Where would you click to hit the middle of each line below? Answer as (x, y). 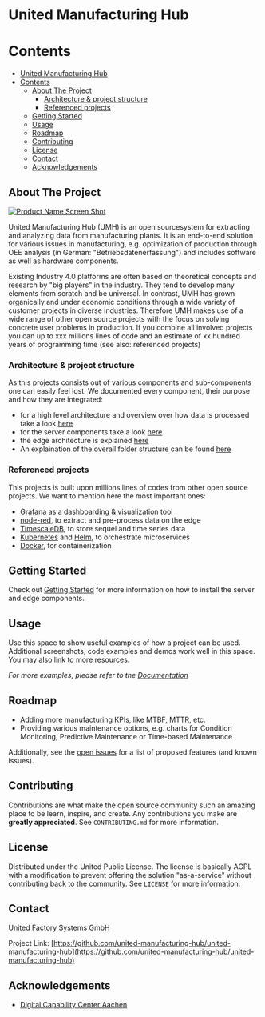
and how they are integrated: (56, 400)
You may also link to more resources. (69, 660)
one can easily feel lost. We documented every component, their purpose (129, 391)
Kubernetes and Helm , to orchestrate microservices (105, 537)
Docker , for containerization (65, 545)
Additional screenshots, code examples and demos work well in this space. (132, 651)
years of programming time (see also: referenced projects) (105, 344)
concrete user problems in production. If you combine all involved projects (131, 327)
